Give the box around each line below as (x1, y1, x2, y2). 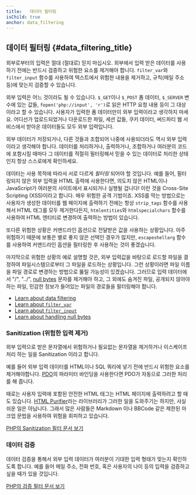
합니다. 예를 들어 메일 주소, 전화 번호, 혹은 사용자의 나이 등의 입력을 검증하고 (16, 463, 190, 470)
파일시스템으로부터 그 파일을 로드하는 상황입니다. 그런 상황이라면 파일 (21, 261, 180, 268)
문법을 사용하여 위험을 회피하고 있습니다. (16, 412, 109, 419)
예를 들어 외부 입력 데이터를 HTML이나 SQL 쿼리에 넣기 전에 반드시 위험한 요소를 (6, 363, 190, 370)
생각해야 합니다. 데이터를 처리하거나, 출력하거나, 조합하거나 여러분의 (21, 143, 177, 150)
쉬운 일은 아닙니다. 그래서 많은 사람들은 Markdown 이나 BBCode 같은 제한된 (6, 405, 181, 412)
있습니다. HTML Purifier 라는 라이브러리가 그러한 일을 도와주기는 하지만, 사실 (12, 398, 187, 405)
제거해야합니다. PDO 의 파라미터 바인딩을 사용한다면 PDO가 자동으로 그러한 (6, 371, 177, 378)
